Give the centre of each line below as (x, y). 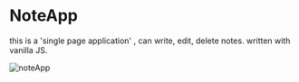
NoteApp (44, 16)
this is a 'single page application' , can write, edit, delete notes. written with (150, 41)
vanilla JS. (29, 50)
